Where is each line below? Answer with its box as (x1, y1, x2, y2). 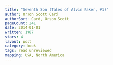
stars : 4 (5, 35, 23, 40)
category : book (5, 43, 36, 48)
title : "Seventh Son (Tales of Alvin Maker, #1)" (5, 7, 109, 12)
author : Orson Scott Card (5, 12, 58, 17)
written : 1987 (5, 30, 34, 35)
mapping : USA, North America (5, 52, 65, 58)
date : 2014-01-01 (5, 25, 41, 30)
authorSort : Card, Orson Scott (5, 16, 69, 21)
